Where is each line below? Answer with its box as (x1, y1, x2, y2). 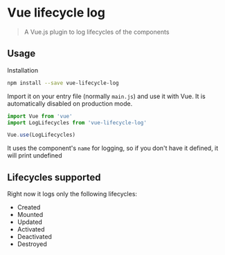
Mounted (17, 211, 44, 219)
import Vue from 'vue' (7, 113, 73, 120)
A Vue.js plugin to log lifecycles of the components (24, 28, 170, 36)
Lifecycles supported (7, 171, 101, 183)
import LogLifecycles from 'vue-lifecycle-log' (7, 119, 147, 126)
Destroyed (17, 240, 47, 248)
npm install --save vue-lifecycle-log (7, 79, 119, 86)
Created (17, 203, 41, 211)
